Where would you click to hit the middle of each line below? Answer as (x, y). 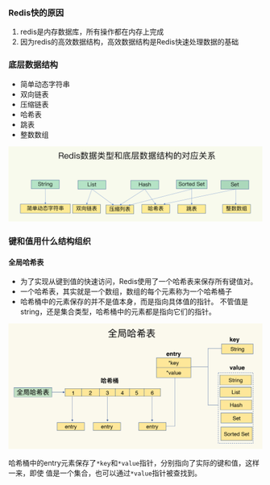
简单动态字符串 (45, 84)
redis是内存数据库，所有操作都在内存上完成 (92, 32)
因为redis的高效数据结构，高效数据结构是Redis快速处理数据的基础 (129, 42)
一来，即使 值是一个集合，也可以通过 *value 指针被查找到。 (105, 473)
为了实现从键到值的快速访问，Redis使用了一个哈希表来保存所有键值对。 (139, 282)
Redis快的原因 (36, 12)
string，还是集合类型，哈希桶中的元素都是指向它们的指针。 (118, 311)
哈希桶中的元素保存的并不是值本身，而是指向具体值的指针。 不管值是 (134, 302)
